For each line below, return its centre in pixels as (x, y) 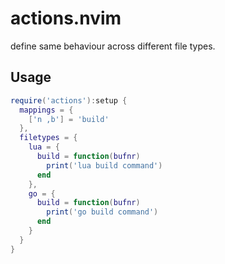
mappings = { (46, 110)
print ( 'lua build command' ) (104, 165)
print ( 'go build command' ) (102, 212)
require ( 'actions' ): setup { (69, 100)
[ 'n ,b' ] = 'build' (69, 119)
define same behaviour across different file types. (113, 46)
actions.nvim (66, 18)
